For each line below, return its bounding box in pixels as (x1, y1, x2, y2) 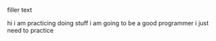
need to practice (7, 27, 54, 34)
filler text (7, 6, 32, 14)
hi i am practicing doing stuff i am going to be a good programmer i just (7, 19, 209, 27)
